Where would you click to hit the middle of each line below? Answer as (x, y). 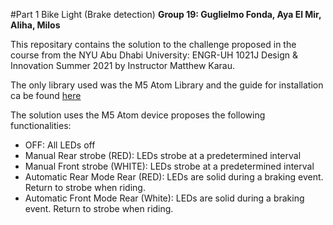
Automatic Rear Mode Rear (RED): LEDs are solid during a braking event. (174, 177)
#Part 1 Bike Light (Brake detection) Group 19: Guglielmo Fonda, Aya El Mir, (166, 14)
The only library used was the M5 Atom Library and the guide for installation (167, 85)
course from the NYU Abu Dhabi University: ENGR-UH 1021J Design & (154, 55)
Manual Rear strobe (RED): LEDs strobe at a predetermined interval (163, 155)
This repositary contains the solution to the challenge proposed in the (153, 44)
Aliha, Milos (35, 25)
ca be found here (46, 95)
